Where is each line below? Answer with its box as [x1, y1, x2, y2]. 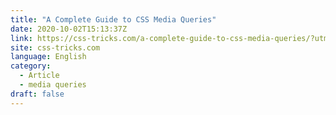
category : [10, 61, 52, 71]
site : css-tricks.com [10, 42, 101, 53]
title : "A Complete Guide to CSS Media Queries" [10, 14, 217, 25]
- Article [19, 71, 60, 81]
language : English [10, 52, 87, 62]
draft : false [10, 89, 65, 99]
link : [10, 33, 33, 43]
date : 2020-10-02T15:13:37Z [10, 24, 128, 34]
